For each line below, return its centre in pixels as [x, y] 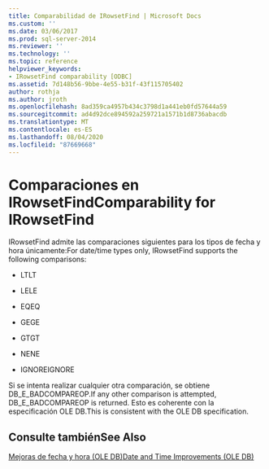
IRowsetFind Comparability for [112, 202]
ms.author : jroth [38, 99]
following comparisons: [48, 259]
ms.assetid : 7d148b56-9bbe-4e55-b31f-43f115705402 [96, 84]
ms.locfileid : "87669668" [52, 145]
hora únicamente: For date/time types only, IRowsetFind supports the [123, 251]
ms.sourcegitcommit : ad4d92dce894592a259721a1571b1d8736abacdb [118, 115]
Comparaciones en [74, 185]
